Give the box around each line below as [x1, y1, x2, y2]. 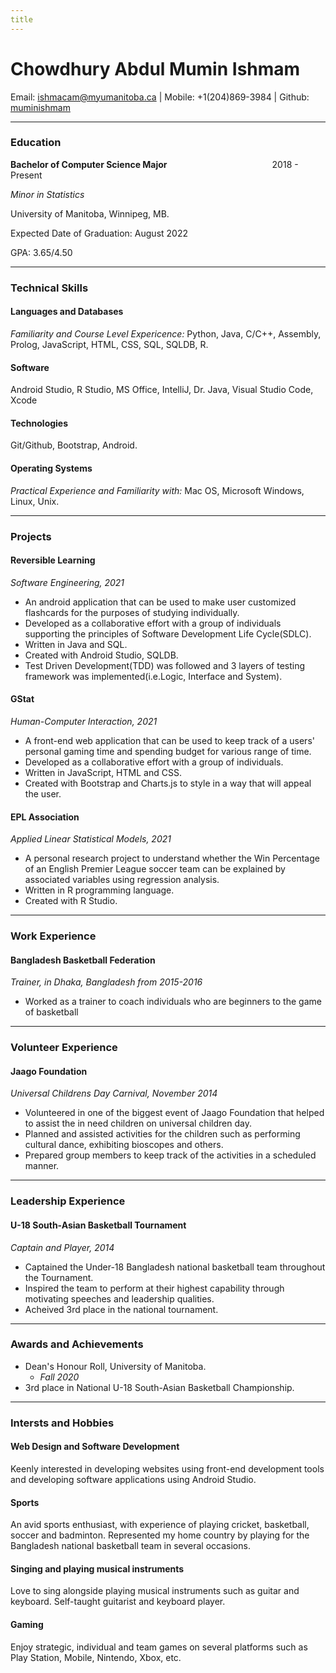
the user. [24, 787, 62, 800]
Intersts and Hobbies [10, 1416, 115, 1430]
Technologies [10, 417, 69, 429]
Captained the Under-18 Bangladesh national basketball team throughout [24, 1261, 326, 1273]
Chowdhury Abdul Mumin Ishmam [10, 57, 301, 80]
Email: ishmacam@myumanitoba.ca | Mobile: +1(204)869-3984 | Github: [10, 91, 310, 103]
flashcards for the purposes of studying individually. [24, 606, 240, 618]
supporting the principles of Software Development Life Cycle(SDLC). [24, 627, 312, 640]
